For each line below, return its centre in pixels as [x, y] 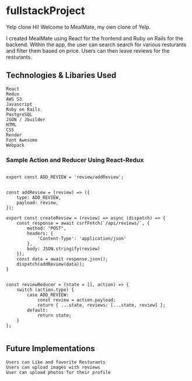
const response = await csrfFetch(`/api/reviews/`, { [83, 224]
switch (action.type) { [46, 290]
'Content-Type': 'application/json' [82, 239]
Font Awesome [22, 140]
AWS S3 [14, 99]
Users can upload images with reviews [53, 367]
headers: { [40, 234]
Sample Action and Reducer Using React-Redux [75, 160]
